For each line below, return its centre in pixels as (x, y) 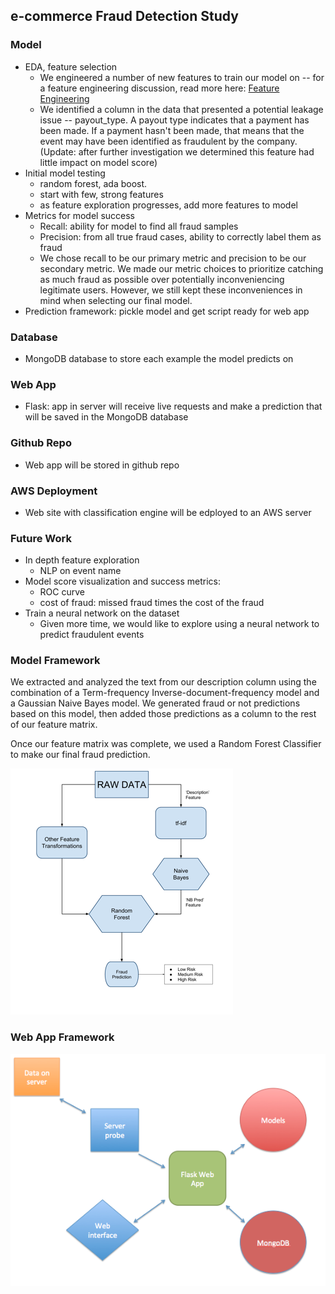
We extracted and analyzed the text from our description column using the (163, 682)
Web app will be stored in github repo (102, 465)
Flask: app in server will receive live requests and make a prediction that (173, 406)
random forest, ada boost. (93, 183)
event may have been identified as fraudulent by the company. (168, 141)
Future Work (41, 538)
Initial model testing (65, 173)
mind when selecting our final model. (116, 300)
